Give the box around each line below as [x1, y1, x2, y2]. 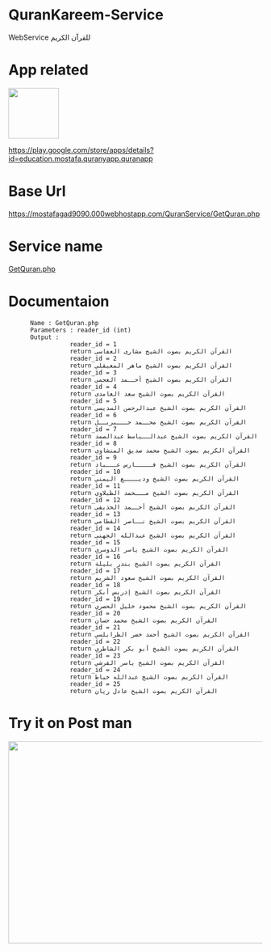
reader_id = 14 [69, 524, 121, 532]
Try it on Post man [8, 713, 133, 732]
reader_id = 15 [69, 538, 121, 547]
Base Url [8, 182, 66, 201]
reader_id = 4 [69, 383, 117, 391]
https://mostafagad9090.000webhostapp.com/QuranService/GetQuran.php [8, 209, 261, 218]
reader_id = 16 [69, 552, 121, 561]
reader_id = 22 [69, 637, 121, 645]
